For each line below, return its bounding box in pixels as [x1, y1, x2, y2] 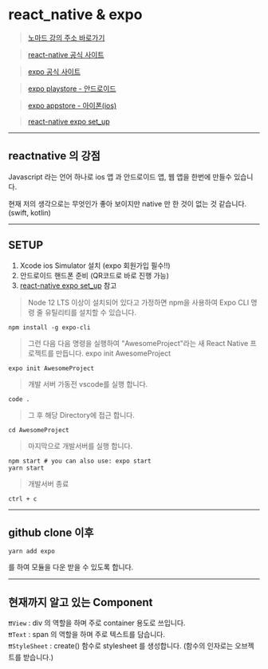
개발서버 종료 [27, 478, 69, 488]
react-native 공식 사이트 [27, 49, 104, 59]
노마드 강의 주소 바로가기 [27, 33, 105, 42]
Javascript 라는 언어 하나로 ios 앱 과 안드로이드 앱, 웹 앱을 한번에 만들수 [8, 171, 233, 181]
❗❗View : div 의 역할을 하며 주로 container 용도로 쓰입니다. [8, 618, 186, 628]
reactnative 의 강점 [8, 149, 101, 163]
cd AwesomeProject [8, 426, 69, 434]
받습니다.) [22, 652, 54, 663]
